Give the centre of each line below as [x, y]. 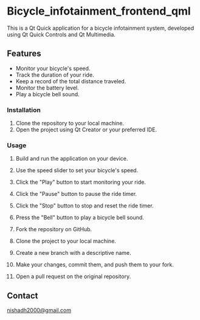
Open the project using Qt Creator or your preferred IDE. [86, 130]
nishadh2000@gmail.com [39, 310]
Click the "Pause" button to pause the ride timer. [76, 194]
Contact [22, 295]
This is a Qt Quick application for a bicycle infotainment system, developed [101, 28]
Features [24, 54]
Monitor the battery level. [47, 88]
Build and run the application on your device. [72, 159]
